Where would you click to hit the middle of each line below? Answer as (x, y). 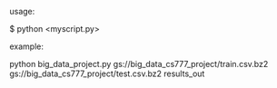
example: (26, 46)
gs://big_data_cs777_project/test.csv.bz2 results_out (107, 73)
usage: (22, 11)
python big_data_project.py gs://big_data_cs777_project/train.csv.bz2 (139, 64)
